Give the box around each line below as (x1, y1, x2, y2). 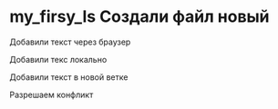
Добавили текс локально (9, 54, 108, 64)
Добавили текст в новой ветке (9, 71, 129, 83)
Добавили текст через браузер (9, 36, 131, 47)
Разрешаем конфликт (9, 89, 94, 100)
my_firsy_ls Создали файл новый (9, 6, 271, 27)
